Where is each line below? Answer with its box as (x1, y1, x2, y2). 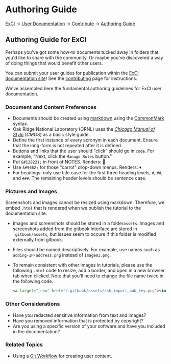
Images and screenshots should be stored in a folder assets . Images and (12, 220, 164, 227)
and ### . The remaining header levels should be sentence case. (12, 175, 146, 181)
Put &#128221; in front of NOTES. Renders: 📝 (12, 159, 106, 165)
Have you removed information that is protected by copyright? (12, 317, 144, 323)
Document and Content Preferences (5, 104, 97, 111)
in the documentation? (12, 328, 60, 334)
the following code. (12, 278, 54, 285)
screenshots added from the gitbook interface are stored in (12, 226, 137, 232)
